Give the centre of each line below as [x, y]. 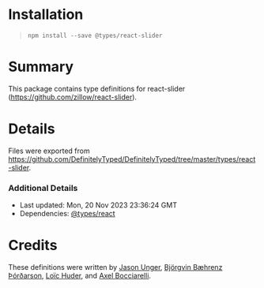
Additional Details [43, 188]
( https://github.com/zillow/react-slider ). [72, 97]
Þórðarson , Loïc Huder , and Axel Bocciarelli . [80, 276]
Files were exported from [49, 151]
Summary [41, 67]
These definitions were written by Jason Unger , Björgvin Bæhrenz [115, 267]
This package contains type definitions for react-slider [97, 88]
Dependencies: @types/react [68, 214]
